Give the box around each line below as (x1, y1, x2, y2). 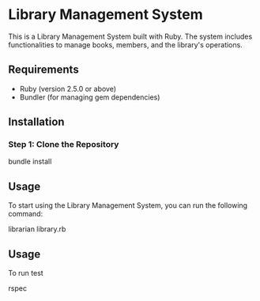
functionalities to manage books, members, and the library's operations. (8, 40, 243, 49)
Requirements (8, 63, 79, 77)
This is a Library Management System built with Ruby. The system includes (8, 32, 253, 41)
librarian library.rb (8, 224, 66, 234)
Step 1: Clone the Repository (8, 139, 119, 150)
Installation (8, 115, 65, 129)
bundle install (8, 156, 52, 167)
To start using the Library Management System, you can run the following (8, 201, 247, 210)
